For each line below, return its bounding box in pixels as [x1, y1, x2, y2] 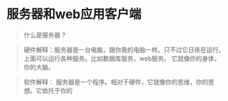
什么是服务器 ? [23, 31, 65, 39]
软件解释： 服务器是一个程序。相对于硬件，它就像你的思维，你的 [23, 77, 209, 86]
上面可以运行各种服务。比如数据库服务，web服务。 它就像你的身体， [23, 54, 220, 63]
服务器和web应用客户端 [6, 6, 142, 22]
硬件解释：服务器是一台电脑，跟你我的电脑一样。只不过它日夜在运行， [23, 45, 225, 54]
